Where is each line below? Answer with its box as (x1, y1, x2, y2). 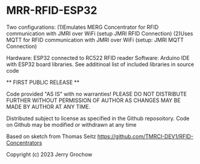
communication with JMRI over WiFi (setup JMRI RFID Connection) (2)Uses (6, 29, 193, 37)
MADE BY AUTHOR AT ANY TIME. (6, 103, 91, 110)
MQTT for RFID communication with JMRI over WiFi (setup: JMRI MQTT (6, 36, 184, 43)
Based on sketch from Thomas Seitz (6, 133, 96, 140)
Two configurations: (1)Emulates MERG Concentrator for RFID (6, 23, 159, 31)
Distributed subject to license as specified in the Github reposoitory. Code (6, 115, 190, 122)
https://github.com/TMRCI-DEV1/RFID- (97, 133, 194, 140)
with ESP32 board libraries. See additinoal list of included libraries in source (6, 61, 195, 68)
